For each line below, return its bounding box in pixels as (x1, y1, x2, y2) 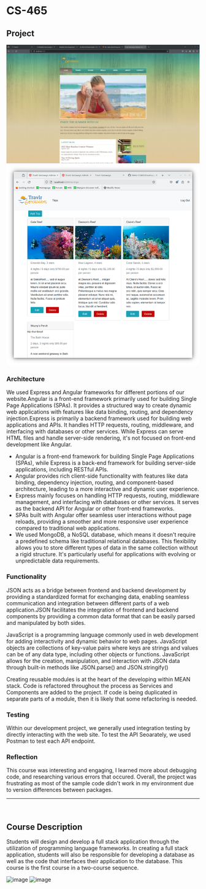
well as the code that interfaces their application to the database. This (6, 858, 183, 865)
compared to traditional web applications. (15, 524, 121, 532)
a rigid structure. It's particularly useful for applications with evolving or (15, 551, 196, 558)
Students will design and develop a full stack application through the (6, 838, 179, 845)
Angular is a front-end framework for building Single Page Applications (15, 452, 194, 460)
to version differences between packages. (6, 786, 113, 794)
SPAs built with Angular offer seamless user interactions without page (15, 511, 192, 519)
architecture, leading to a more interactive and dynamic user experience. (15, 486, 199, 493)
